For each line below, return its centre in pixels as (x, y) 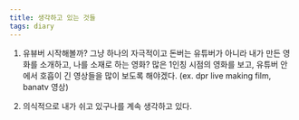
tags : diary (32, 26)
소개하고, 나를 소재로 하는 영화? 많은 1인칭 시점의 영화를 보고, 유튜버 (159, 64)
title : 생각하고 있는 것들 (53, 18)
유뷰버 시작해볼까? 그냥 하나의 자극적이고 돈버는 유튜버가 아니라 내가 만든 (151, 53)
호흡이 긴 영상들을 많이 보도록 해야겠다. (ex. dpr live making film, (155, 75)
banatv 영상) (46, 87)
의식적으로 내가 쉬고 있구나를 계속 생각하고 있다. (107, 106)
